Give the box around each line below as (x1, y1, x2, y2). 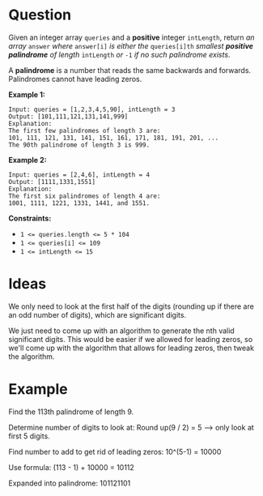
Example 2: (8, 155, 47, 165)
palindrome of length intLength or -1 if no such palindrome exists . (8, 49, 231, 59)
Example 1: (8, 89, 46, 99)
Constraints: (8, 213, 52, 223)
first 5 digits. (8, 431, 50, 441)
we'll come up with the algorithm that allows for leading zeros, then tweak (8, 343, 255, 353)
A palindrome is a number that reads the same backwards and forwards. (8, 65, 252, 75)
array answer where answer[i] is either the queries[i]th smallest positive (8, 41, 253, 50)
